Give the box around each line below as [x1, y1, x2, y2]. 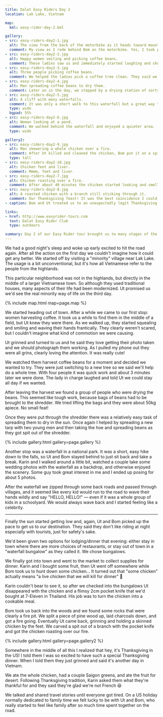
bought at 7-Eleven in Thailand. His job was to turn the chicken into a [5, 594, 143, 599]
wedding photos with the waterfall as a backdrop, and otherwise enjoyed [5, 464, 151, 470]
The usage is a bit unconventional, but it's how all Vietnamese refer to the [5, 261, 152, 266]
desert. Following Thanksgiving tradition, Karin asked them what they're [5, 678, 149, 683]
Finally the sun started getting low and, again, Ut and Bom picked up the [5, 519, 149, 524]
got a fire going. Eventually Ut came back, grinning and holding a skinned [5, 618, 152, 624]
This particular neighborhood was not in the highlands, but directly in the [5, 275, 150, 281]
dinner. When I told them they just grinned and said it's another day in [5, 658, 144, 664]
